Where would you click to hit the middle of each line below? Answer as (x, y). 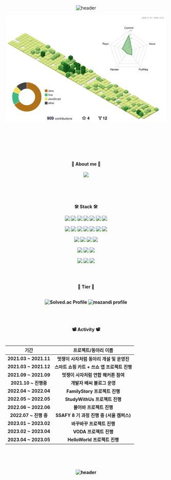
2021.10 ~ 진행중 (29, 383)
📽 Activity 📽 (86, 329)
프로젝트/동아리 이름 (93, 350)
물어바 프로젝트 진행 (93, 407)
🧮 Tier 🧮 (86, 287)
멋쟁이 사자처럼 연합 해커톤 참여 (93, 375)
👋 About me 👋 (86, 164)
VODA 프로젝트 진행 (93, 431)
